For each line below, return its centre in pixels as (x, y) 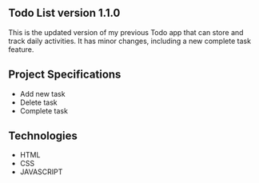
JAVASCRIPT (41, 172)
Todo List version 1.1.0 (64, 13)
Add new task (42, 93)
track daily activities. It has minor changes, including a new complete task (130, 41)
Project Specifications (65, 75)
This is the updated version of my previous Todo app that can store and (126, 32)
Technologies (43, 136)
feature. (21, 49)
